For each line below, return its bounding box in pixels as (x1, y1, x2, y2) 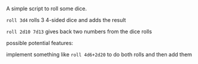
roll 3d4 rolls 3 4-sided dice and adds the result (6, 17, 126, 23)
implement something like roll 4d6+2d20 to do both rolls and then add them (6, 51, 193, 58)
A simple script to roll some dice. (6, 5, 87, 12)
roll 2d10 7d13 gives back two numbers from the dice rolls (6, 28, 153, 35)
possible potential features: (6, 40, 74, 46)
